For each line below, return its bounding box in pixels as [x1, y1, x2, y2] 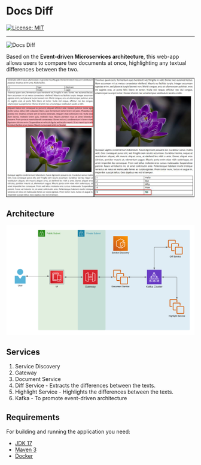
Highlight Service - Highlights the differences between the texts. [14, 388, 173, 395]
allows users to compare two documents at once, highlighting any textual [6, 59, 187, 67]
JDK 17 [14, 439, 32, 446]
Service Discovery [14, 363, 60, 370]
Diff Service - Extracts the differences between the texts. [14, 382, 156, 389]
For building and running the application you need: [6, 428, 130, 435]
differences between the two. [6, 65, 79, 73]
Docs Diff [6, 4, 54, 18]
